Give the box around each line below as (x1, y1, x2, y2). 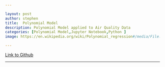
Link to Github (5, 52, 33, 58)
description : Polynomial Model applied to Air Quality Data (5, 25, 131, 30)
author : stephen (5, 16, 38, 21)
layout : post (5, 11, 32, 16)
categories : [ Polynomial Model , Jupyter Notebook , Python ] (5, 30, 126, 35)
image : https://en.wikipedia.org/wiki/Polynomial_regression (5, 34, 133, 39)
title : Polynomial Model (5, 21, 58, 25)
